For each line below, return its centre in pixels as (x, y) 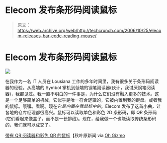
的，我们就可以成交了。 (29, 125)
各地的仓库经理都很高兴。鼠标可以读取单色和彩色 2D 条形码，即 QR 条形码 (81, 112)
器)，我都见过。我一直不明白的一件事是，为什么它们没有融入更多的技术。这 (82, 94)
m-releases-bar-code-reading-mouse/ (57, 36)
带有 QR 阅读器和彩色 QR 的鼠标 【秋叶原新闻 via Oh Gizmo (65, 135)
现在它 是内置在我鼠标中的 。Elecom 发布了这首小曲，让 (105, 106)
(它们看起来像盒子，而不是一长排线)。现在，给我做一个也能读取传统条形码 (81, 118)
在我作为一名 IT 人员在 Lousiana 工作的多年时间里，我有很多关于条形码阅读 (82, 81)
